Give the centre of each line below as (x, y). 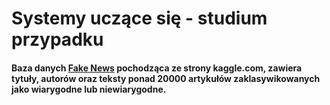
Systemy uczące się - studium (139, 18)
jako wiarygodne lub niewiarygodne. (89, 89)
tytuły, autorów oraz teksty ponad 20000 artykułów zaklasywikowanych (166, 78)
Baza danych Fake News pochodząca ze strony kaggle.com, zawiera (157, 68)
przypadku (57, 39)
